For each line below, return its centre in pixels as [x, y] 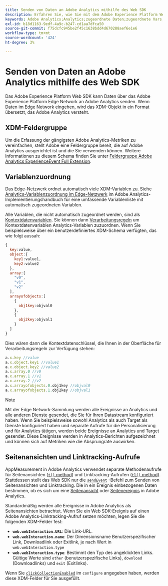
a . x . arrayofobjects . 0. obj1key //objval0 [48, 386]
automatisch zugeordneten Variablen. [44, 205]
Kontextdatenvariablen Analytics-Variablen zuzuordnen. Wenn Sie [73, 225]
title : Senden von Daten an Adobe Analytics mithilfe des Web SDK [76, 10]
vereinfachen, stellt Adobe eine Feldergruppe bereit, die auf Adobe [74, 145]
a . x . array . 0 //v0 [23, 372]
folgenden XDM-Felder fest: [34, 521]
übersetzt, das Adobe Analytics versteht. [47, 112]
